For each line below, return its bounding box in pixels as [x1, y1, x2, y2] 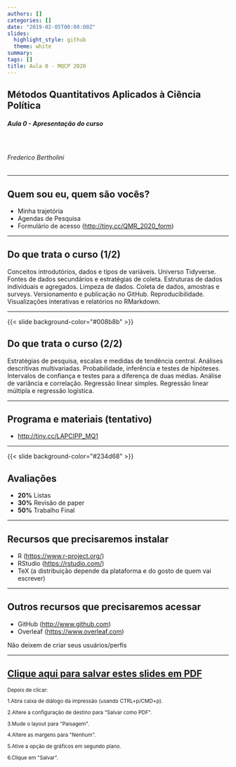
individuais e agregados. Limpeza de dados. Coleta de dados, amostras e [7, 282, 220, 290]
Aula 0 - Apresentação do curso [7, 119, 104, 127]
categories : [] [7, 17, 52, 24]
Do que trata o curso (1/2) [7, 249, 121, 261]
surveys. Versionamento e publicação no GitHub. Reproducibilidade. [7, 290, 205, 298]
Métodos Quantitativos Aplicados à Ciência [7, 89, 202, 101]
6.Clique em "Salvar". [7, 754, 58, 761]
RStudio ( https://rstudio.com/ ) [17, 560, 105, 568]
